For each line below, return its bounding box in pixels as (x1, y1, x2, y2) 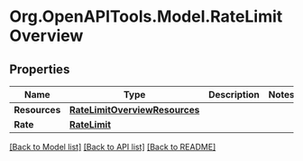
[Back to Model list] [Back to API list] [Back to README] (9, 142, 216, 152)
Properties (9, 62, 70, 77)
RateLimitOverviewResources (69, 104, 200, 116)
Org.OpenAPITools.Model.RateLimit (9, 6, 283, 27)
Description (208, 89, 260, 100)
